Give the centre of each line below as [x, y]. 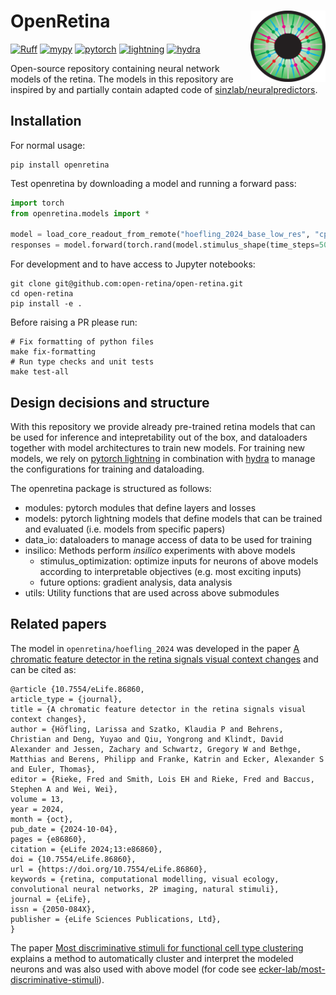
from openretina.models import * [80, 213]
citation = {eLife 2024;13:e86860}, [86, 849]
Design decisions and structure [110, 402]
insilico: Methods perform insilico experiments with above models [160, 550]
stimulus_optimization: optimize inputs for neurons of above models [179, 561]
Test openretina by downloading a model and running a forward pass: [153, 183]
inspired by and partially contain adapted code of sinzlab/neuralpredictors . [164, 89]
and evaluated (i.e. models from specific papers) [125, 529]
